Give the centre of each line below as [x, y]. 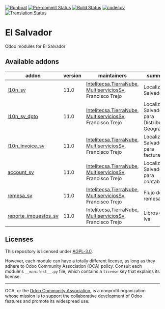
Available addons [32, 62]
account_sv [21, 172]
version [72, 75]
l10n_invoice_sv [26, 146]
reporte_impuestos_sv [33, 216]
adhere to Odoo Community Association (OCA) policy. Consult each [74, 266]
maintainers [112, 75]
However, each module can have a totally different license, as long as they [80, 261]
